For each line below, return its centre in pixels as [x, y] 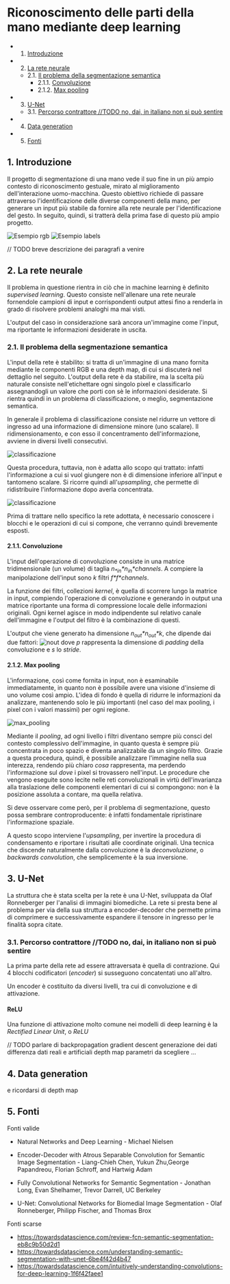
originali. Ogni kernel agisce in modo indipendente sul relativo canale [104, 613]
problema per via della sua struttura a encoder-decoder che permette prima [114, 910]
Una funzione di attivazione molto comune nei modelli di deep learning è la [112, 1024]
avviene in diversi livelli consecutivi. [57, 441]
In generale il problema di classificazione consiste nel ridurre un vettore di [111, 419]
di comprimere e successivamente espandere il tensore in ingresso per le [111, 917]
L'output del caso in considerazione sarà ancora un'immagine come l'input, [113, 322]
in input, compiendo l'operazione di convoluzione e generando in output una [115, 598]
